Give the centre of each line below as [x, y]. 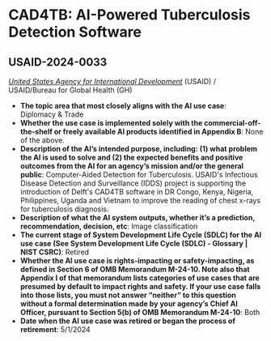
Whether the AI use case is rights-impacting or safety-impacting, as [137, 260]
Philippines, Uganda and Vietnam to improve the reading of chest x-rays [140, 200]
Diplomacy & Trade [52, 114]
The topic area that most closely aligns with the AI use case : [123, 106]
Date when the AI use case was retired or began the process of [128, 321]
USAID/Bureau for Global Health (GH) [70, 90]
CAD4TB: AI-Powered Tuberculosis [129, 15]
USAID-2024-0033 [58, 62]
